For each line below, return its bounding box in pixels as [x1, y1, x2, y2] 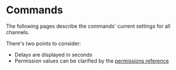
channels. [6, 28, 30, 35]
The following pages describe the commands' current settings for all [6, 23, 171, 30]
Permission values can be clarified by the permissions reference [14, 57, 169, 64]
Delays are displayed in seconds [14, 51, 93, 58]
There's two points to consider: [6, 40, 81, 47]
